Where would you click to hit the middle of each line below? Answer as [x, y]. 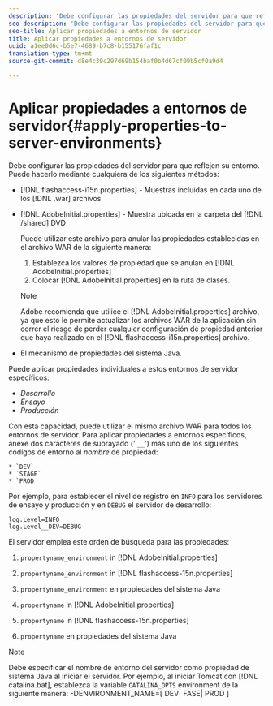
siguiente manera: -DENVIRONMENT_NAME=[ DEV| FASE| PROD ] [119, 693]
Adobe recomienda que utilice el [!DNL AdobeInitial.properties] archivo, [140, 311]
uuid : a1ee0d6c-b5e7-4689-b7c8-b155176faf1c [85, 46]
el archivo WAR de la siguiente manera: [86, 247]
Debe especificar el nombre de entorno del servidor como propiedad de [129, 667]
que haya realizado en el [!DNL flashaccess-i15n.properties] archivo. [135, 337]
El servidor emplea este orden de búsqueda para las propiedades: [119, 541]
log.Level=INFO [34, 519]
